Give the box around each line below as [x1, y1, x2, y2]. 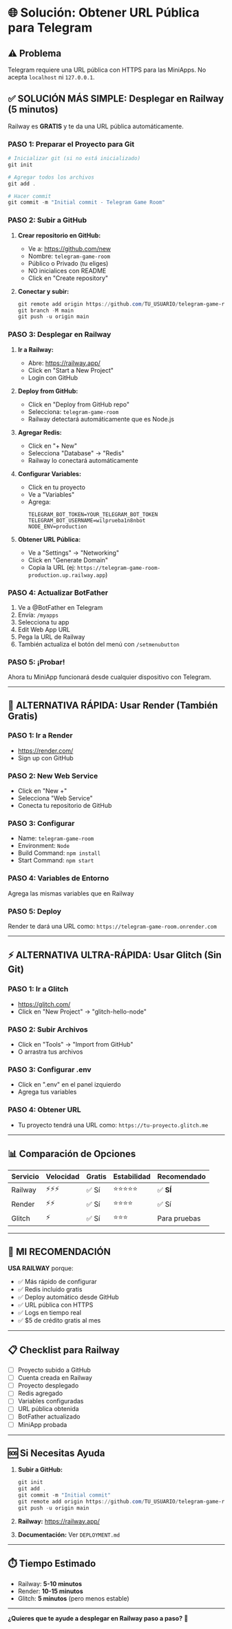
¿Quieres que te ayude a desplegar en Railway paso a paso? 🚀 [8, 1614, 189, 1622]
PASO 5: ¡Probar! [8, 657, 65, 667]
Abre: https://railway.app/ [28, 359, 101, 367]
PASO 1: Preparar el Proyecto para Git [8, 139, 135, 149]
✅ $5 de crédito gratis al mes [17, 1316, 101, 1325]
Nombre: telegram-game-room [28, 252, 111, 260]
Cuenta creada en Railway [17, 1374, 92, 1382]
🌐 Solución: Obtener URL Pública [8, 5, 200, 21]
